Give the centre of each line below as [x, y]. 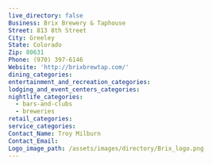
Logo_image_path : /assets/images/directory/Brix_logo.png [106, 148]
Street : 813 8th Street [48, 30]
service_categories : [42, 126]
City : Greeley [32, 38]
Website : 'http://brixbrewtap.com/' [69, 67]
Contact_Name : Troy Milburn [55, 133]
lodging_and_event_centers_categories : [74, 89]
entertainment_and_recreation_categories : [79, 82]
